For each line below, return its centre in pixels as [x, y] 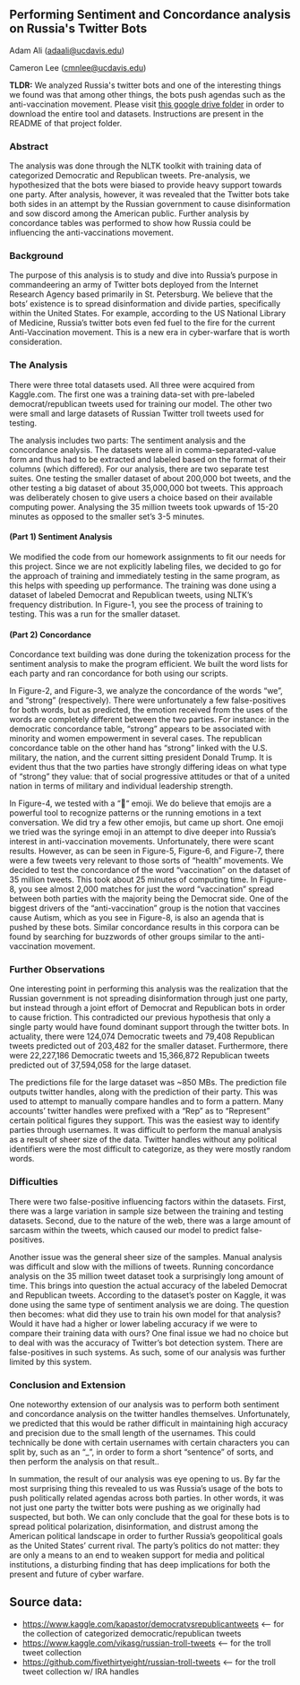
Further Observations [57, 970]
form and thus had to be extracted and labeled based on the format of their [148, 459]
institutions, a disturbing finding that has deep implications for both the [140, 1564]
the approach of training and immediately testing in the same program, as [145, 575]
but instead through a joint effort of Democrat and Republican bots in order [147, 1008]
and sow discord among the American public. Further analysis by [129, 213]
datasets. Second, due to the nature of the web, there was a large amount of [150, 1220]
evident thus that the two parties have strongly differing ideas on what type [148, 767]
